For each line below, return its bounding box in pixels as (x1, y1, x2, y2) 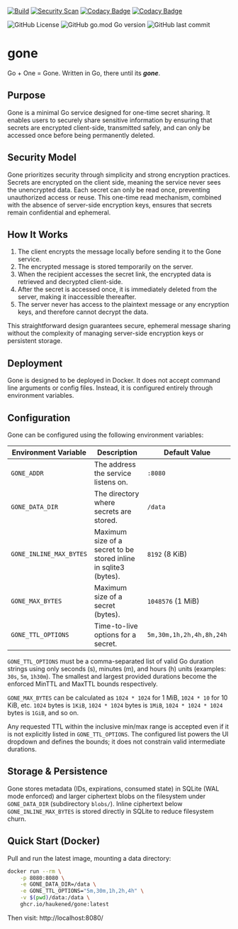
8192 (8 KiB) (147, 549, 188, 559)
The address (93, 460, 136, 469)
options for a (93, 630, 137, 639)
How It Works (7, 228, 69, 241)
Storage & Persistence (7, 766, 108, 778)
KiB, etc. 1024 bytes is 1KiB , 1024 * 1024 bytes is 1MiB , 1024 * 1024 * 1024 (7, 701, 223, 710)
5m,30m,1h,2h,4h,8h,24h (147, 631, 227, 639)
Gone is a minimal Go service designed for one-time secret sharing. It (7, 108, 210, 116)
